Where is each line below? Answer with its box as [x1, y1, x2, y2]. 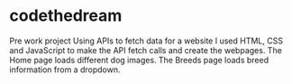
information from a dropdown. [9, 64, 121, 75]
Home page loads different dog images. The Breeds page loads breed [9, 54, 269, 65]
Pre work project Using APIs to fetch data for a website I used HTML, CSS [9, 35, 284, 46]
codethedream [9, 5, 123, 26]
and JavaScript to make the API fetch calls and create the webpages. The [9, 44, 282, 55]
